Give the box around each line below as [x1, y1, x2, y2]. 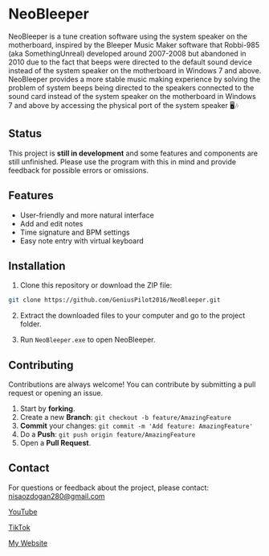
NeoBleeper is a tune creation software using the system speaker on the [8, 31, 247, 41]
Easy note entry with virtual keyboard [19, 235, 144, 246]
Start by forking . [19, 404, 75, 413]
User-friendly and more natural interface [19, 210, 154, 220]
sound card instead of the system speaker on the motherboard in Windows [8, 91, 257, 101]
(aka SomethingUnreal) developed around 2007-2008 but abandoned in [8, 48, 247, 58]
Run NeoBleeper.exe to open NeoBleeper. [19, 335, 156, 345]
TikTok [8, 522, 31, 532]
